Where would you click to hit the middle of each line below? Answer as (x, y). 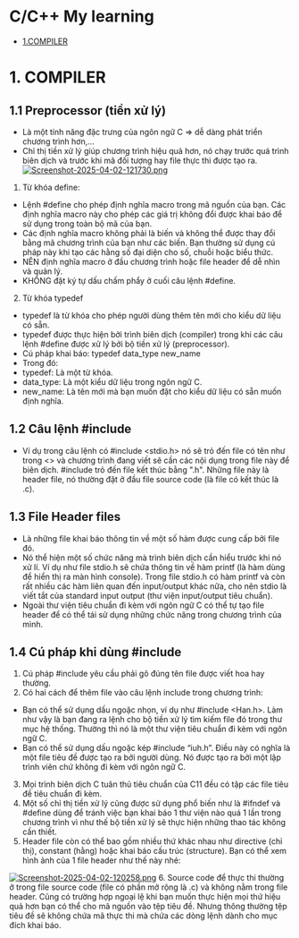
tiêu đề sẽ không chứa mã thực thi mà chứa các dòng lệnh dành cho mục (144, 916)
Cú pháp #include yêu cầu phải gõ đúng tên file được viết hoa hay (143, 674)
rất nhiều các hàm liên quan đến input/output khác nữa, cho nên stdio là (154, 586)
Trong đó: (40, 362)
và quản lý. (42, 271)
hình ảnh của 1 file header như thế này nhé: (101, 860)
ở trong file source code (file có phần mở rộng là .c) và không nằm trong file (149, 887)
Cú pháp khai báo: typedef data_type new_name (111, 353)
